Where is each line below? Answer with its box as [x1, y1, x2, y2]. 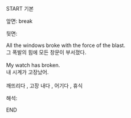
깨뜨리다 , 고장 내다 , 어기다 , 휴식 [6, 82, 83, 89]
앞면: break [6, 18, 33, 25]
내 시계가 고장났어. [6, 69, 49, 75]
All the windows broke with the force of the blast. [6, 42, 126, 49]
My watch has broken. [6, 62, 60, 69]
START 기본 [6, 5, 34, 12]
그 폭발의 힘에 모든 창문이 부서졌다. [6, 49, 87, 56]
